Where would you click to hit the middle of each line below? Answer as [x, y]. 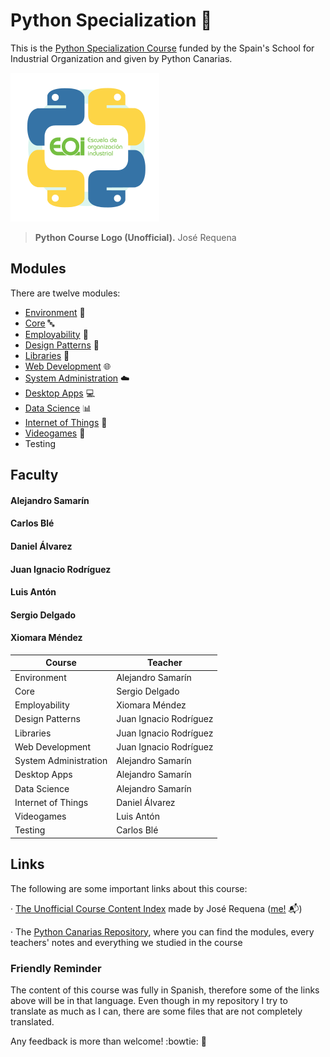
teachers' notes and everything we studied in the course [126, 942]
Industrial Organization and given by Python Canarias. [121, 58]
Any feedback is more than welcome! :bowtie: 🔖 [108, 1041]
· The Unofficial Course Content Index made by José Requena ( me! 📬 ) [156, 908]
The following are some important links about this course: [129, 888]
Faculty [34, 475]
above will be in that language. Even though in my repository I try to [149, 1001]
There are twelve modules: [65, 293]
